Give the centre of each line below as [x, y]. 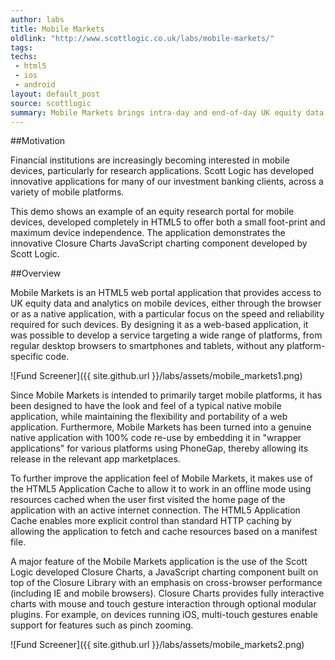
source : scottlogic [51, 103]
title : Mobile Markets [57, 29]
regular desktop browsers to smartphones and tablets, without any [147, 346]
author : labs [37, 19]
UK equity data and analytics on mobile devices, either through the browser [166, 303]
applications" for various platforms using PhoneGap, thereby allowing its [159, 448]
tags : [21, 47]
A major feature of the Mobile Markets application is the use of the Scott [159, 562]
